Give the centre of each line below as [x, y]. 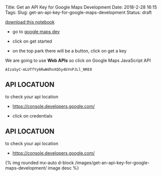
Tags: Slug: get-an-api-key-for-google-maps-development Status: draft [79, 12]
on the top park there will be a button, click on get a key [69, 51]
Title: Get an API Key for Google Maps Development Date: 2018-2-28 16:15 [81, 7]
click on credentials [32, 116]
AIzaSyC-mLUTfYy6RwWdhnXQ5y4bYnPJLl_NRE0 [49, 69]
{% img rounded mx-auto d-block [40, 163]
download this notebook [30, 22]
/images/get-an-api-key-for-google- [112, 163]
